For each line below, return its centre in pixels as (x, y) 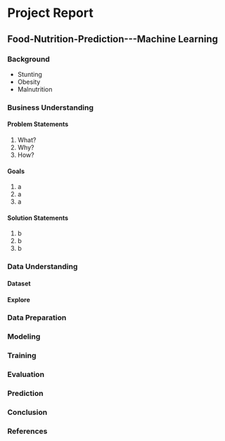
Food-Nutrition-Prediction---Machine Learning (113, 39)
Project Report (50, 13)
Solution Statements (38, 218)
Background (29, 59)
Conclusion (27, 412)
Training (22, 356)
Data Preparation (37, 318)
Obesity (29, 82)
